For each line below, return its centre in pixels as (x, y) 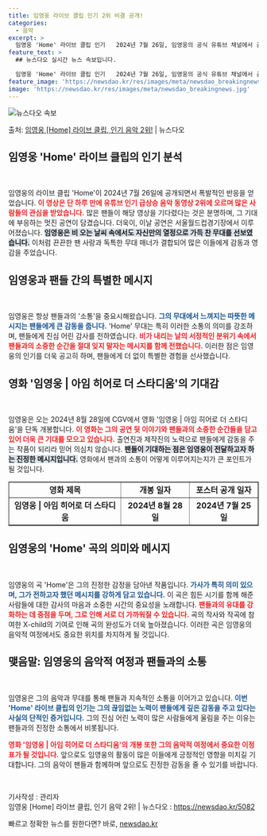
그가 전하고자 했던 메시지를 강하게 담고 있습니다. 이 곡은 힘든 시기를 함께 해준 (136, 594)
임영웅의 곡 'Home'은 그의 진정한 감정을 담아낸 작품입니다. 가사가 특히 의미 (124, 584)
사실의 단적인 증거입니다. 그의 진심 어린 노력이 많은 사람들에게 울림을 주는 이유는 (132, 718)
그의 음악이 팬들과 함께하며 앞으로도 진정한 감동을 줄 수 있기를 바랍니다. (148, 764)
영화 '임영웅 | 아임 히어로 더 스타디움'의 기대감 (114, 383)
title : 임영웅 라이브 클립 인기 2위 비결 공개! (76, 15)
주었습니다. (40, 253)
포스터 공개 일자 (224, 490)
